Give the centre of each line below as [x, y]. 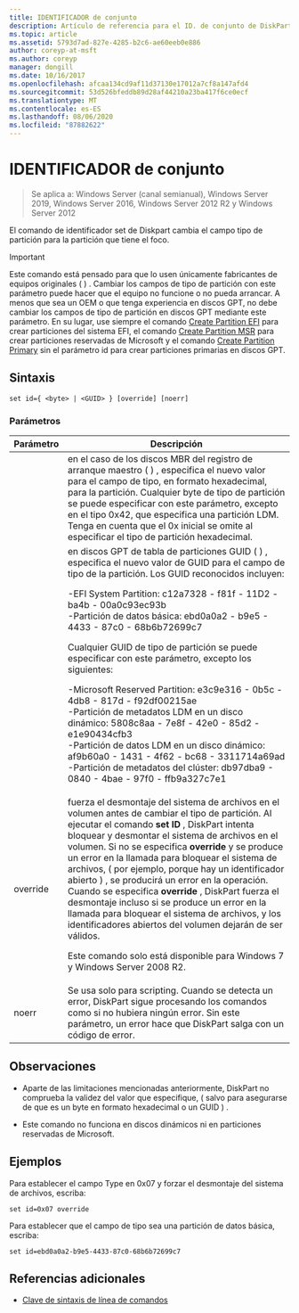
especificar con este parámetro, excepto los [159, 659]
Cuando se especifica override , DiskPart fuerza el [173, 891]
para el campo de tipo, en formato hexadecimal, [167, 481]
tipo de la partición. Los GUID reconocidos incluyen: [176, 574]
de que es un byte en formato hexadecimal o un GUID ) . [125, 1107]
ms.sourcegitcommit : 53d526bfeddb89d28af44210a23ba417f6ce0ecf [129, 92]
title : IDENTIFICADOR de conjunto [73, 17]
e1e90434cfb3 [100, 734]
